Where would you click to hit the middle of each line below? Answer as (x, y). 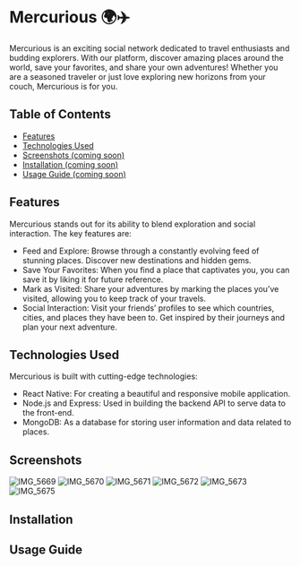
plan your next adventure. (70, 327)
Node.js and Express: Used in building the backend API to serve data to (154, 403)
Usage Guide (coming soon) (74, 174)
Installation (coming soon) (70, 164)
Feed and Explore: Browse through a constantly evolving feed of (141, 251)
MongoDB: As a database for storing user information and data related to (157, 423)
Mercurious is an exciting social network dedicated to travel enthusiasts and (150, 48)
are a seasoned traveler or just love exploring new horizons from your (137, 76)
